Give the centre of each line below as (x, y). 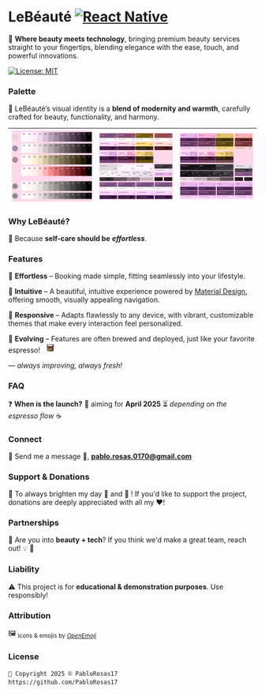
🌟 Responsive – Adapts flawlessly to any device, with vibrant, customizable (131, 315)
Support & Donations (49, 477)
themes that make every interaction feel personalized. (95, 323)
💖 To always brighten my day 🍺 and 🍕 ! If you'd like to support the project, (127, 494)
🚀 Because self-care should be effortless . (78, 238)
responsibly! (28, 595)
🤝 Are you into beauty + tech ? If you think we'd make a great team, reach (127, 540)
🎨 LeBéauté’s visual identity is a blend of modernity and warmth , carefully (129, 109)
